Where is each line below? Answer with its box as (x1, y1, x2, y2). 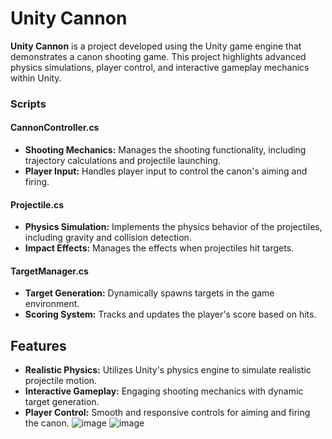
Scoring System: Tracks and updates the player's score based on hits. (24, 308, 317, 321)
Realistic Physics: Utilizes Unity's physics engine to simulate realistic (24, 364, 312, 376)
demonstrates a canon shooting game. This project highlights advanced (10, 50, 307, 62)
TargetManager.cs (10, 265, 89, 277)
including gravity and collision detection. (24, 232, 192, 244)
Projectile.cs (10, 198, 65, 211)
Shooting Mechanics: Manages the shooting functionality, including (24, 144, 307, 156)
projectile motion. (24, 375, 98, 387)
